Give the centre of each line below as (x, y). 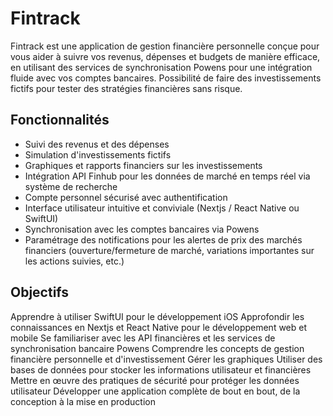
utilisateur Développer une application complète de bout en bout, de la (155, 391)
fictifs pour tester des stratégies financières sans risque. (126, 88)
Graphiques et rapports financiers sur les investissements (143, 165)
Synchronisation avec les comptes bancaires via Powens (142, 229)
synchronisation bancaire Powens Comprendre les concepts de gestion (157, 348)
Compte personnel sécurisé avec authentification (126, 197)
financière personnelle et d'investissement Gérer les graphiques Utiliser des (166, 359)
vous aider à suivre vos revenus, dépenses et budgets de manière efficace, (165, 56)
